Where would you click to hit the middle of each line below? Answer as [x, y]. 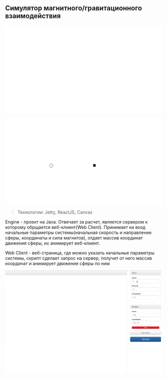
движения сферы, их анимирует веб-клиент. [53, 243]
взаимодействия [33, 16]
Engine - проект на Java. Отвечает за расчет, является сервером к [77, 222]
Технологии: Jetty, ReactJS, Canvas [55, 212]
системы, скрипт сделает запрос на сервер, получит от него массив [79, 258]
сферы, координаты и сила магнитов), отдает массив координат [74, 238]
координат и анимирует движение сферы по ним [58, 263]
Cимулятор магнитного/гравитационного [74, 8]
